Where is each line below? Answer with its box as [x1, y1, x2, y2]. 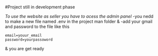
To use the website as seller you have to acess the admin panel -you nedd [5, 14, 154, 19]
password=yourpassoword [5, 37, 53, 42]
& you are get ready [5, 46, 44, 51]
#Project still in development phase [5, 4, 75, 10]
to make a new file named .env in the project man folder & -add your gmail [5, 19, 153, 24]
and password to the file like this [5, 24, 70, 29]
